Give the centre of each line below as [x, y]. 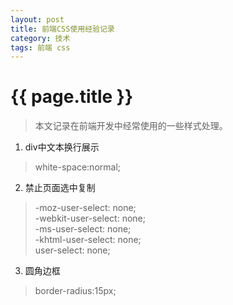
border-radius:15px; [75, 291]
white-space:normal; [78, 167]
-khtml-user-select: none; [88, 240]
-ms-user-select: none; [83, 229]
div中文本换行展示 [62, 147]
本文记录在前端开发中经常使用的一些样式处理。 [131, 126]
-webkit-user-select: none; [90, 218]
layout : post [37, 19]
